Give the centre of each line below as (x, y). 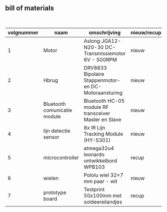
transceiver (97, 113)
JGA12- (111, 41)
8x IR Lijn (94, 128)
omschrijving (105, 32)
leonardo (94, 154)
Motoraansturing (103, 93)
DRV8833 (95, 68)
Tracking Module (103, 134)
